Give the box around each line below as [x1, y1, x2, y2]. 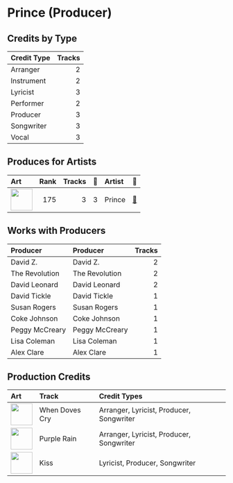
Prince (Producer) [7, 5, 112, 21]
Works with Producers [7, 225, 106, 237]
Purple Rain [39, 434, 77, 443]
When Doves [39, 405, 81, 415]
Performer [10, 99, 44, 108]
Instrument [10, 76, 46, 85]
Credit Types [98, 391, 143, 401]
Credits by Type [7, 33, 78, 44]
